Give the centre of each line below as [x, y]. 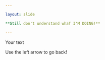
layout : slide [20, 14]
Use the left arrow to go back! [36, 52]
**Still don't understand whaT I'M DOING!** [53, 23]
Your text [15, 42]
